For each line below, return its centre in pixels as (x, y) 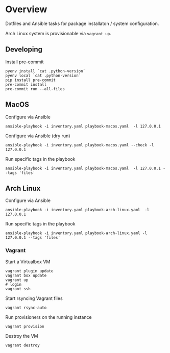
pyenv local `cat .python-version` (43, 75)
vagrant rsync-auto (26, 308)
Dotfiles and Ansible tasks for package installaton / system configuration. (82, 23)
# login (14, 284)
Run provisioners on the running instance (48, 317)
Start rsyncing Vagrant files (34, 298)
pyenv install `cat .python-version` (45, 71)
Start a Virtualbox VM (28, 262)
